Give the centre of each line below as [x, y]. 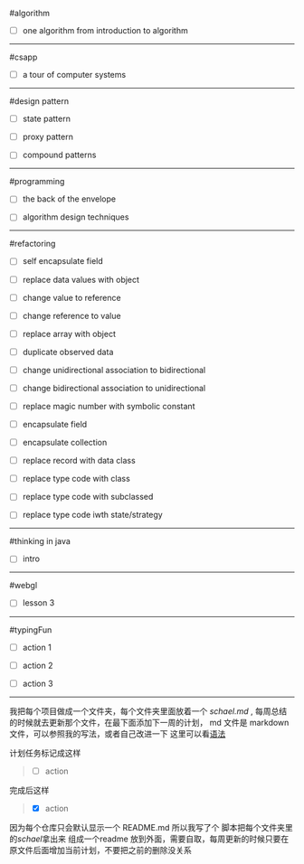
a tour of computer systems [74, 75]
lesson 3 [38, 603]
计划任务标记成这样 [45, 753]
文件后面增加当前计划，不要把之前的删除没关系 [104, 850]
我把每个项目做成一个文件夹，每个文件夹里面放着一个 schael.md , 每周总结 [148, 711]
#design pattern [39, 101]
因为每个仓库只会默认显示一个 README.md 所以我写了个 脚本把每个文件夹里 [151, 827]
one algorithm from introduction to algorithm [105, 30]
